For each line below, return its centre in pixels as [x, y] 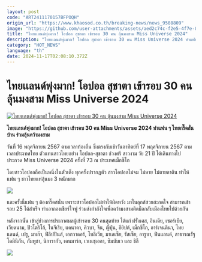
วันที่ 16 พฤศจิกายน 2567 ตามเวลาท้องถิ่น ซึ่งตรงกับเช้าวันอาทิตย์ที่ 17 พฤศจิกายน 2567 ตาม [100, 147]
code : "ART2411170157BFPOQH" [43, 17]
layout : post [23, 12]
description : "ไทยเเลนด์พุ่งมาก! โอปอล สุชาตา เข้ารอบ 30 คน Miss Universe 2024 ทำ [99, 39]
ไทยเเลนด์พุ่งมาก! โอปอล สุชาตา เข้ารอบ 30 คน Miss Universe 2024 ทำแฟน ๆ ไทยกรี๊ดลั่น [100, 128]
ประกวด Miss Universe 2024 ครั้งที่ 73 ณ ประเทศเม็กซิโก [68, 160]
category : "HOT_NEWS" [34, 45]
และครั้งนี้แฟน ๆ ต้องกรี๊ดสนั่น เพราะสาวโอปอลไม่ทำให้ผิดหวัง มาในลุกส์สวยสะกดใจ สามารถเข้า [99, 202]
